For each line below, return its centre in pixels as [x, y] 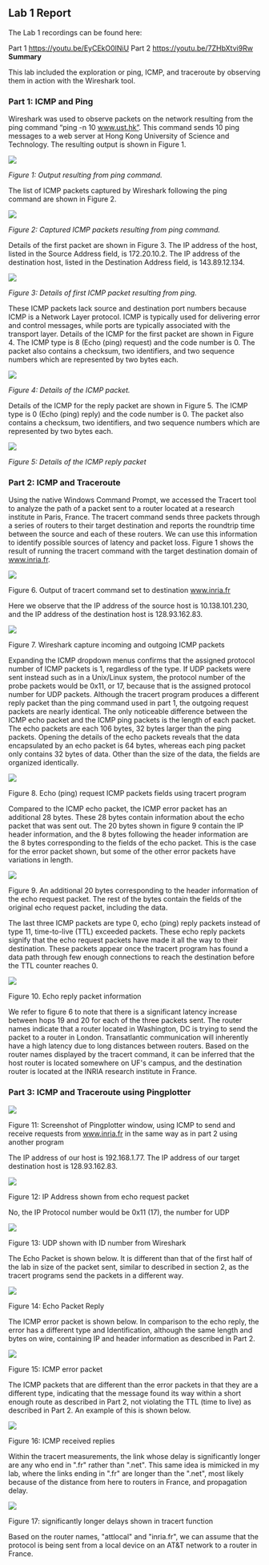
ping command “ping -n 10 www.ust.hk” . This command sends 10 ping [124, 128]
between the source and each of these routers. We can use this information [133, 534]
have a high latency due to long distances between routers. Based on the [129, 1046]
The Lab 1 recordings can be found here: [75, 32]
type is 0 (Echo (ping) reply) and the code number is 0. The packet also [126, 414]
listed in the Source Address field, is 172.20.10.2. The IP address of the [124, 254]
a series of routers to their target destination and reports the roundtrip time [132, 525]
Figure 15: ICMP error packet [56, 1369]
